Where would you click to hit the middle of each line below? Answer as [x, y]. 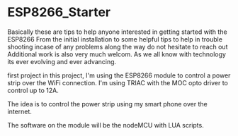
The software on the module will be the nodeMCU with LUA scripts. [106, 125]
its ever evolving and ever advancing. [62, 61]
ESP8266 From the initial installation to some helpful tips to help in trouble [115, 39]
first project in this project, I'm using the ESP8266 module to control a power [119, 75]
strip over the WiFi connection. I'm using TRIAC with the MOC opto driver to [118, 82]
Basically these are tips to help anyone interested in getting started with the [118, 32]
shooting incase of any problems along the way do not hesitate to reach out [118, 47]
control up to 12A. [33, 90]
